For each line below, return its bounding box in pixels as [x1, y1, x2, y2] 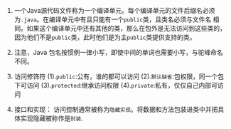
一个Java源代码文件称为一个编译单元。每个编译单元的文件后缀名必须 [14, 6, 215, 14]
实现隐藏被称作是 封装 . [20, 114, 83, 123]
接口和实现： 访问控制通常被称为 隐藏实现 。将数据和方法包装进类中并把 [14, 105, 218, 113]
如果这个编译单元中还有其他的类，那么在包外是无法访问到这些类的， [26, 24, 226, 32]
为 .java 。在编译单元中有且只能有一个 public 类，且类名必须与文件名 [14, 15, 212, 24]
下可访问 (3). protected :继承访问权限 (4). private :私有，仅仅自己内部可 [14, 81, 218, 89]
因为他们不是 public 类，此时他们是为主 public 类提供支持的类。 [14, 33, 196, 41]
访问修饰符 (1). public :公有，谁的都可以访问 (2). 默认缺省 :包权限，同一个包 [14, 72, 225, 81]
